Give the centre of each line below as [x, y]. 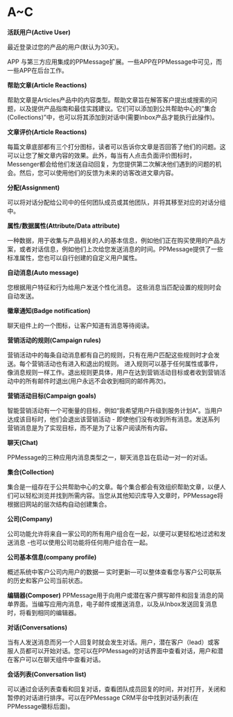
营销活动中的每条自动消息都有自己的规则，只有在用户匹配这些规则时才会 [110, 355]
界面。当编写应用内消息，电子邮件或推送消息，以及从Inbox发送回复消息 [115, 604]
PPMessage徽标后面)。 [41, 706]
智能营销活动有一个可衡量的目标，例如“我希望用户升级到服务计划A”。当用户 [115, 410]
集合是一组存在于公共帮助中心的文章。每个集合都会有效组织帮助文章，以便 [113, 487]
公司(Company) [30, 518]
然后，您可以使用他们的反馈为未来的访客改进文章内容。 [98, 172]
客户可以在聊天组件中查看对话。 [59, 659]
